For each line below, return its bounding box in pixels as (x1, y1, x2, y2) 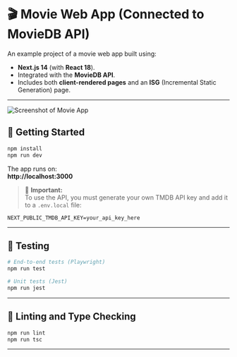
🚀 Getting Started (7, 126, 85, 138)
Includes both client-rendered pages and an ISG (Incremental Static (17, 78, 217, 86)
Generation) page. (17, 85, 71, 94)
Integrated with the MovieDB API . (17, 71, 115, 79)
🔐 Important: (24, 186, 63, 194)
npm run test (7, 265, 46, 272)
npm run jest (7, 284, 46, 291)
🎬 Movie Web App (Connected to (7, 6, 205, 23)
